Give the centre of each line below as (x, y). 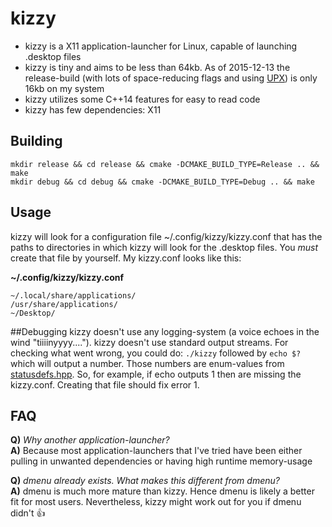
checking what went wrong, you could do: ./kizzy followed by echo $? (156, 353)
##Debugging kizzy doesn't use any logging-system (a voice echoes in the (165, 331)
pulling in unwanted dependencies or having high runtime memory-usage (161, 461)
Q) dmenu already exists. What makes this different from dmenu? (145, 481)
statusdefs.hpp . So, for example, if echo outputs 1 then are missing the (156, 374)
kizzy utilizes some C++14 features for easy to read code (142, 99)
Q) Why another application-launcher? (90, 440)
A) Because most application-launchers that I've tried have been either (156, 451)
